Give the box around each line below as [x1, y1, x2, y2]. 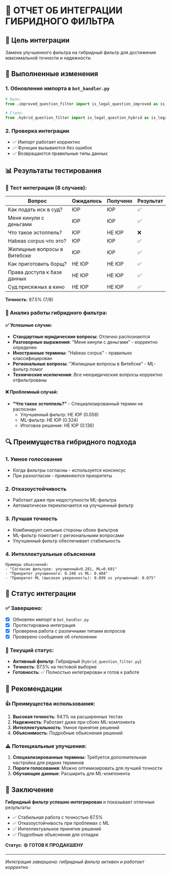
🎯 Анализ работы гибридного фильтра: [5, 309, 108, 317]
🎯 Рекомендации [5, 684, 62, 693]
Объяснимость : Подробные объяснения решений [12, 730, 123, 736]
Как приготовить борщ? [8, 260, 67, 267]
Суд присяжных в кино [8, 283, 65, 290]
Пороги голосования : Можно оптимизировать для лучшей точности [12, 765, 162, 771]
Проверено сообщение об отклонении [12, 634, 97, 640]
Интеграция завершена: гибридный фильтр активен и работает [5, 859, 145, 865]
